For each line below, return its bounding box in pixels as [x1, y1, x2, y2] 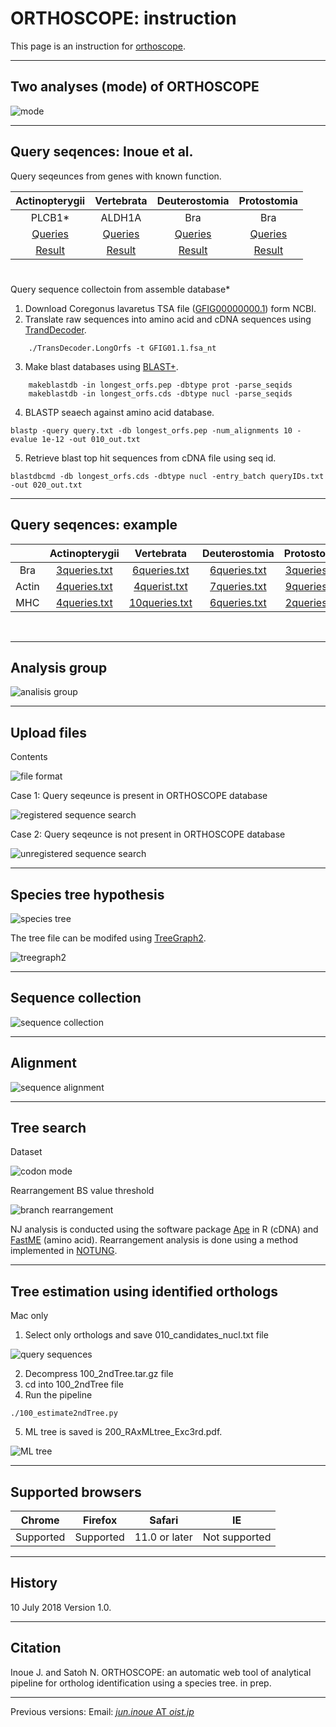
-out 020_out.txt [10, 480, 83, 490]
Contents [10, 751, 48, 763]
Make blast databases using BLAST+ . [24, 360, 179, 372]
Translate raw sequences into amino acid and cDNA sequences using [24, 313, 312, 325]
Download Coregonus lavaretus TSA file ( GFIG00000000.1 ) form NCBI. [24, 302, 317, 314]
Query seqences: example [10, 517, 178, 534]
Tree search [10, 1120, 87, 1137]
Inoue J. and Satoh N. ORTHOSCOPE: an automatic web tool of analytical [10, 1666, 312, 1678]
